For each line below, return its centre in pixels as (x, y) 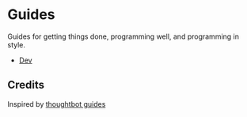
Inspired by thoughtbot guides (57, 104)
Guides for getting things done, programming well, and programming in (123, 36)
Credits (26, 85)
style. (16, 44)
